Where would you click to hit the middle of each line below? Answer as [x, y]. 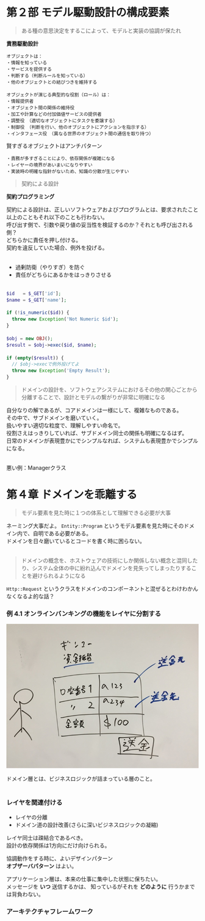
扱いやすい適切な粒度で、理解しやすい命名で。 [65, 425]
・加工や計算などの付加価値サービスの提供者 [54, 114]
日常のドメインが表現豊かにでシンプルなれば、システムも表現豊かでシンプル [102, 441]
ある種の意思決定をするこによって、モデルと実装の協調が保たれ [101, 31]
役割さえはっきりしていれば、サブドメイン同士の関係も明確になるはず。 [97, 433]
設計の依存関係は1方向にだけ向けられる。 [58, 845]
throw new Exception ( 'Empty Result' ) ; [61, 371]
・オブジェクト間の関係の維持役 [41, 107]
